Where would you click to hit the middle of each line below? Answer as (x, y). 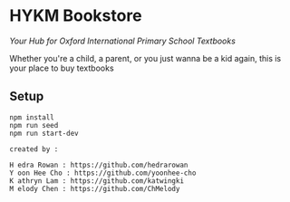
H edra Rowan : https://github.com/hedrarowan (99, 165)
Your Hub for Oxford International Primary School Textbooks (122, 41)
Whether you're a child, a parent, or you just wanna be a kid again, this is (145, 58)
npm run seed (34, 125)
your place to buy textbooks (62, 68)
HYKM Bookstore (76, 16)
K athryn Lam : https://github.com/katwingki (97, 181)
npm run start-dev (44, 133)
